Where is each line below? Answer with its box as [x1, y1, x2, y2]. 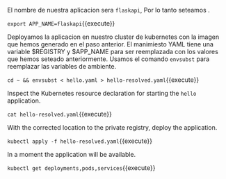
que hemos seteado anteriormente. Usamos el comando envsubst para [7, 55, 210, 63]
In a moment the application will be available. [7, 151, 136, 158]
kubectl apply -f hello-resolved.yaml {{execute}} [7, 137, 153, 145]
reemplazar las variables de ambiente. [7, 62, 117, 70]
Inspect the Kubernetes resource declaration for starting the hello [7, 89, 197, 97]
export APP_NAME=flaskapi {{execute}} [7, 19, 115, 27]
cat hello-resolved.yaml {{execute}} [7, 110, 113, 118]
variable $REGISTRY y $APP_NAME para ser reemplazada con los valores [7, 48, 219, 56]
